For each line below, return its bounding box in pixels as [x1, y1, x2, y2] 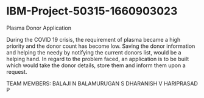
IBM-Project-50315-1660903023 [6, 4, 178, 18]
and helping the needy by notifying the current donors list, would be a [6, 48, 181, 56]
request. [6, 68, 27, 75]
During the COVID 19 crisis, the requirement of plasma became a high [6, 36, 181, 43]
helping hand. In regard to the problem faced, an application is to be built [6, 55, 189, 62]
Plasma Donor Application [6, 24, 72, 31]
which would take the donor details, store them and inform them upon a [6, 62, 186, 69]
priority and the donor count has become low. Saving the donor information [6, 42, 195, 50]
